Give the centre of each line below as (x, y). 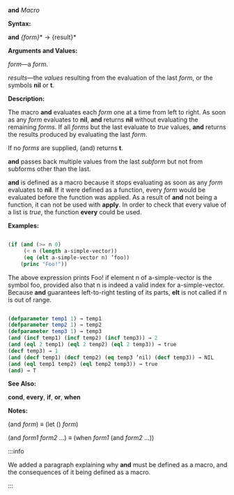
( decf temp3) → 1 (33, 351)
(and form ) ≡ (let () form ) (43, 424)
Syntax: (19, 23)
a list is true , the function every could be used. (75, 212)
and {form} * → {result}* (42, 37)
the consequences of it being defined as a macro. (79, 472)
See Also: (22, 384)
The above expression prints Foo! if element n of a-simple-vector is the (110, 277)
